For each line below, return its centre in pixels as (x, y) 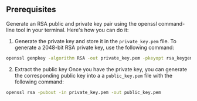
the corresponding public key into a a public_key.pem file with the (94, 75)
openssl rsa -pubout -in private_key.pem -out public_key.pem (84, 92)
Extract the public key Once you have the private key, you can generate (101, 69)
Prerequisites (31, 10)
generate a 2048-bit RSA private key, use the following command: (94, 47)
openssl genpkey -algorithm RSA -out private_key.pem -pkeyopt (85, 58)
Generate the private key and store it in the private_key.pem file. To (96, 41)
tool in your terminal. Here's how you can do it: (72, 30)
